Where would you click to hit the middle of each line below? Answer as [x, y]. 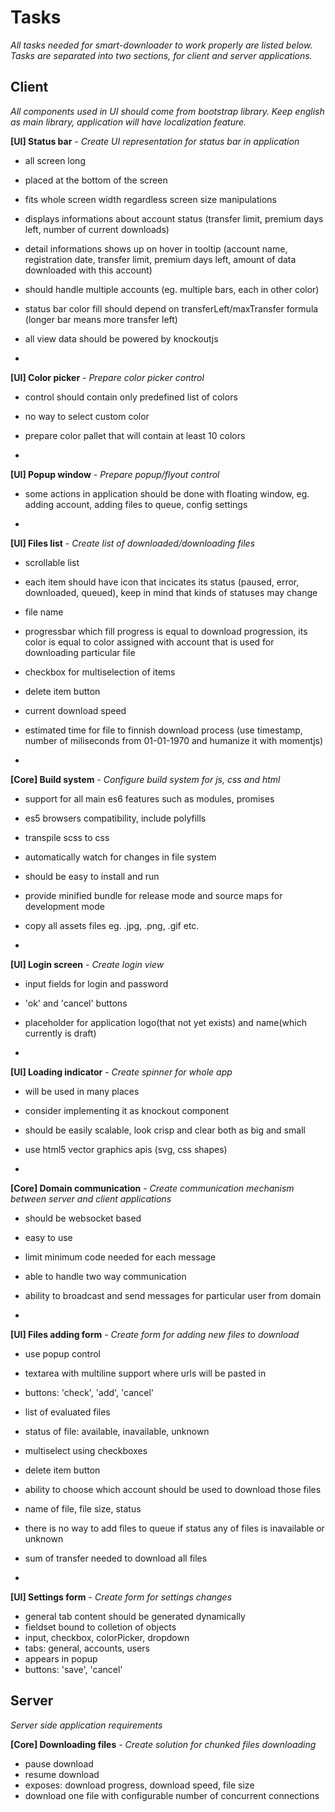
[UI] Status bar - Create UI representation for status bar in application [155, 141]
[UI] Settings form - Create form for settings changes [121, 1597]
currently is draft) [60, 1033]
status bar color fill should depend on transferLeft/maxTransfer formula [171, 308]
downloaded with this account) [88, 270]
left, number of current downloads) [97, 229]
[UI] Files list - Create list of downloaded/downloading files [133, 543]
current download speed [75, 710]
